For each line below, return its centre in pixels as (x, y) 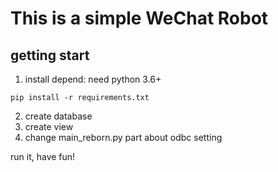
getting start (50, 55)
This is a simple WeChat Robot (139, 18)
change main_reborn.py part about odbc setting (123, 137)
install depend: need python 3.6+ (93, 79)
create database (58, 116)
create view (49, 126)
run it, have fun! (43, 156)
